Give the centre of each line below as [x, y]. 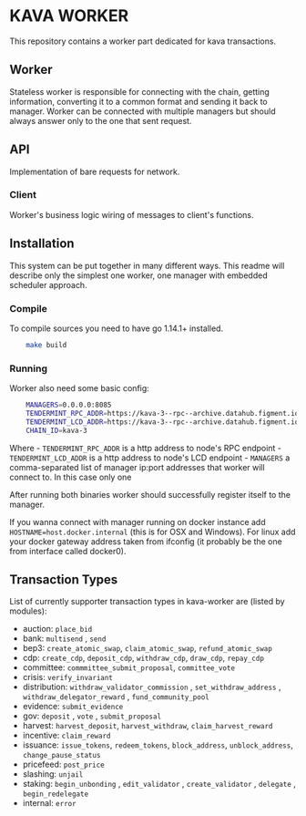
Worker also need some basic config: [80, 388]
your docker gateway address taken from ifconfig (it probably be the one [146, 541]
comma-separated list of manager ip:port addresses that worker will [138, 467]
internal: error [49, 803]
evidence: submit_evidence [73, 707]
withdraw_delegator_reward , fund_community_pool [116, 697]
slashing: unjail [53, 774]
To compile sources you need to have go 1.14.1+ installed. [117, 328]
